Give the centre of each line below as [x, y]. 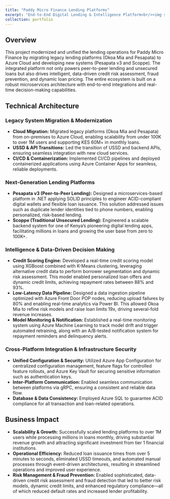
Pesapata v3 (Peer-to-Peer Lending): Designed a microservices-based [88, 193]
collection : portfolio [29, 19]
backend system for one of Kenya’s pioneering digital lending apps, [83, 226]
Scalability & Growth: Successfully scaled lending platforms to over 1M [87, 431]
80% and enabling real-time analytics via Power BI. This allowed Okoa [86, 304]
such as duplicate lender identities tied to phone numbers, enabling [83, 210]
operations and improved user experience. [57, 470]
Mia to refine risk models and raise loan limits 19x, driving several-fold [85, 309]
